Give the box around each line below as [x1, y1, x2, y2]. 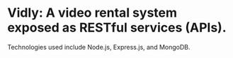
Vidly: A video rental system [7, 5, 178, 21]
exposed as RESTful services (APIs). [7, 20, 227, 36]
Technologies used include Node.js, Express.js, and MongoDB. [7, 43, 191, 51]
